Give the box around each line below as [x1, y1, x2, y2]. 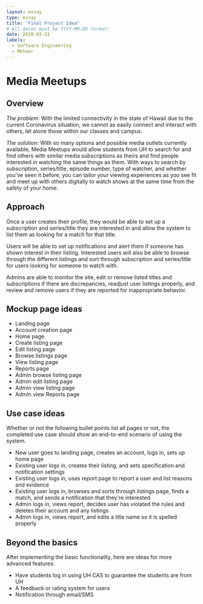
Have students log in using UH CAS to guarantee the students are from [15, 572, 192, 579]
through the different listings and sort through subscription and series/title [6, 255, 191, 262]
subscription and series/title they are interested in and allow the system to [6, 224, 191, 231]
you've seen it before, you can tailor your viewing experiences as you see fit [6, 171, 197, 179]
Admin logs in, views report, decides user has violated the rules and [15, 500, 185, 508]
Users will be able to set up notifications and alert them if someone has [6, 242, 184, 250]
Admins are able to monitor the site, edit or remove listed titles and [6, 273, 172, 280]
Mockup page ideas [6, 304, 83, 314]
